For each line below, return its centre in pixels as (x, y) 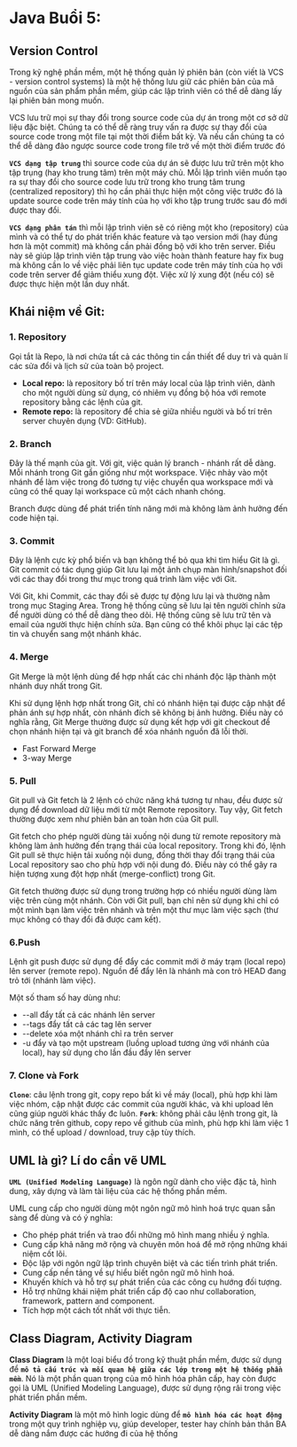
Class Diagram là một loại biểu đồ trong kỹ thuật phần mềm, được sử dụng (145, 1360)
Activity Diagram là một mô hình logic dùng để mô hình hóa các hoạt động (146, 1415)
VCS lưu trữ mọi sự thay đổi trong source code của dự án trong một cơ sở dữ (149, 118)
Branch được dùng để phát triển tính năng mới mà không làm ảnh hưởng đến (148, 508)
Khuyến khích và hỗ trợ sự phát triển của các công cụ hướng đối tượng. (152, 1282)
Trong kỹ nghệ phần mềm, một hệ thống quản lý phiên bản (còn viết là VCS (147, 72)
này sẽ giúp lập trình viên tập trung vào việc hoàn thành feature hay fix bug (146, 256)
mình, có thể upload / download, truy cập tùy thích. (103, 1132)
